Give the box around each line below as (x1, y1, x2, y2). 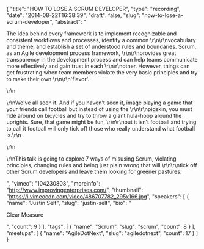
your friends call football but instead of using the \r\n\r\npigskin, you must (6, 106, 192, 112)
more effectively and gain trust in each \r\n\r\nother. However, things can (6, 62, 191, 70)
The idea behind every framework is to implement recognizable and (6, 30, 177, 37)
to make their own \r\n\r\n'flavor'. (6, 76, 90, 82)
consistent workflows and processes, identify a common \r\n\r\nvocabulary (6, 37, 197, 43)
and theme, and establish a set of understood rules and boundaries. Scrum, (6, 43, 197, 50)
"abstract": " (54, 18, 87, 25)
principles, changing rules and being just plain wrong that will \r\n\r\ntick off (6, 162, 197, 168)
